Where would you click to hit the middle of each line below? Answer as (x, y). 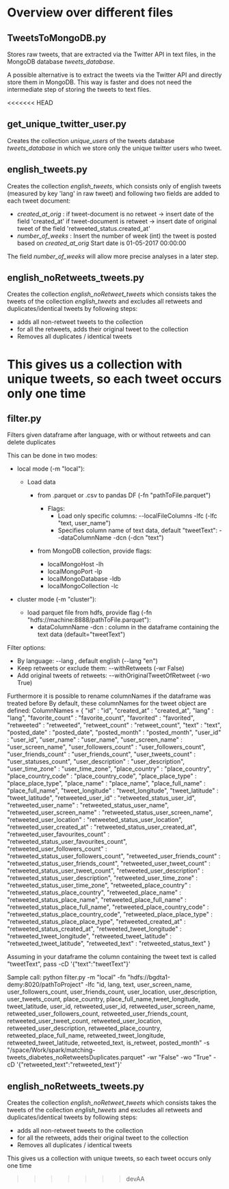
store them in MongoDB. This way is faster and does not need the (99, 82)
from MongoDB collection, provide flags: (94, 551)
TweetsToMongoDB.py (57, 38)
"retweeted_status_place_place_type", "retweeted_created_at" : (96, 922)
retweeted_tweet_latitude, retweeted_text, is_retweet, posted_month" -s (108, 1043)
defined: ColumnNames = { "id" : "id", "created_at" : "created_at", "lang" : (110, 711)
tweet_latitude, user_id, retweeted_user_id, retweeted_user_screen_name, (111, 1006)
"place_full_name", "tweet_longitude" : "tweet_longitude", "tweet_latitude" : (113, 791)
